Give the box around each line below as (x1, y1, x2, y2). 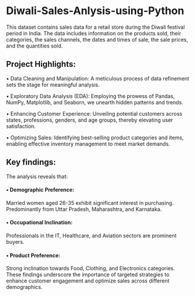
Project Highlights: (6, 59, 76, 69)
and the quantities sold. (6, 42, 63, 49)
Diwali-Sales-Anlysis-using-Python (6, 4, 184, 18)
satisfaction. (6, 122, 36, 130)
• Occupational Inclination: (6, 219, 73, 226)
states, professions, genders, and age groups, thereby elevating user (6, 116, 173, 123)
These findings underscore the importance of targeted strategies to (6, 271, 170, 278)
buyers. (6, 238, 25, 245)
